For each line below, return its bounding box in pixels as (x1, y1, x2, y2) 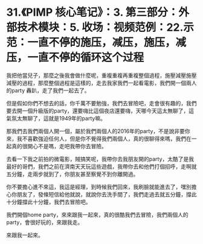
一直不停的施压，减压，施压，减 (27, 36, 187, 49)
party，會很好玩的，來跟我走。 (6, 218, 83, 226)
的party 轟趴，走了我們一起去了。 (6, 87, 90, 94)
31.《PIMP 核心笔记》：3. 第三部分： (6, 5, 179, 19)
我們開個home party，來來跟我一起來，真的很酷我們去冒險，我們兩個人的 (6, 211, 188, 218)
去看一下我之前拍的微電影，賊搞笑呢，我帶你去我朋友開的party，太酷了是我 (6, 155, 195, 163)
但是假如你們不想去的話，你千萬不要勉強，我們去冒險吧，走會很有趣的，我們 (6, 99, 197, 107)
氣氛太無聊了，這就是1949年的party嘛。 (6, 114, 106, 122)
